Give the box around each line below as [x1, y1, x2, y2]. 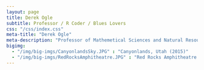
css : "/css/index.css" [6, 26, 64, 32]
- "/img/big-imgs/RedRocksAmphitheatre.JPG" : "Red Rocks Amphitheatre [12, 54, 197, 60]
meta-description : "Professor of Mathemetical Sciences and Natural [6, 37, 183, 43]
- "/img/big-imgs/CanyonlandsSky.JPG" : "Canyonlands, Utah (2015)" [12, 49, 189, 55]
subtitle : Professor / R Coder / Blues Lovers [6, 20, 126, 26]
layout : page [6, 9, 39, 15]
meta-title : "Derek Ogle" [6, 32, 72, 38]
